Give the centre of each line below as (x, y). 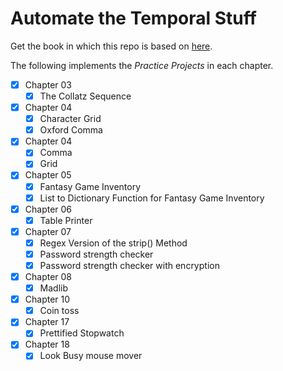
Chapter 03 (48, 84)
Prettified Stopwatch (82, 333)
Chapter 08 (48, 276)
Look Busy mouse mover (91, 356)
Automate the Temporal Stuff (133, 18)
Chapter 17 (47, 322)
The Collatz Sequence (85, 96)
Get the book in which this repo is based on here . (111, 46)
